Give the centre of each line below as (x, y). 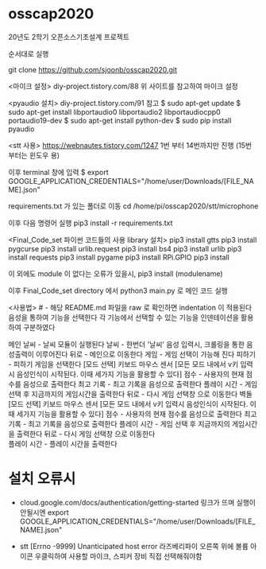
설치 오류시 (42, 479)
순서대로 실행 (29, 53)
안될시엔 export (44, 512)
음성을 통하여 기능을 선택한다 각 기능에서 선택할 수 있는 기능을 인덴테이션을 (124, 317)
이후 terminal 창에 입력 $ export (58, 172)
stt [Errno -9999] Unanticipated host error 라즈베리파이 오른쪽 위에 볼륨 (134, 546)
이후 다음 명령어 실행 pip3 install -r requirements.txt (91, 223)
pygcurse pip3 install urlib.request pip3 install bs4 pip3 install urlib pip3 (125, 248)
